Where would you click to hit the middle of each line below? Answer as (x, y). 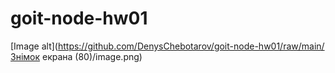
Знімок (25, 56)
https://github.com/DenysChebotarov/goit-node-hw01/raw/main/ (191, 46)
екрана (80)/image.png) (92, 56)
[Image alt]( (34, 46)
